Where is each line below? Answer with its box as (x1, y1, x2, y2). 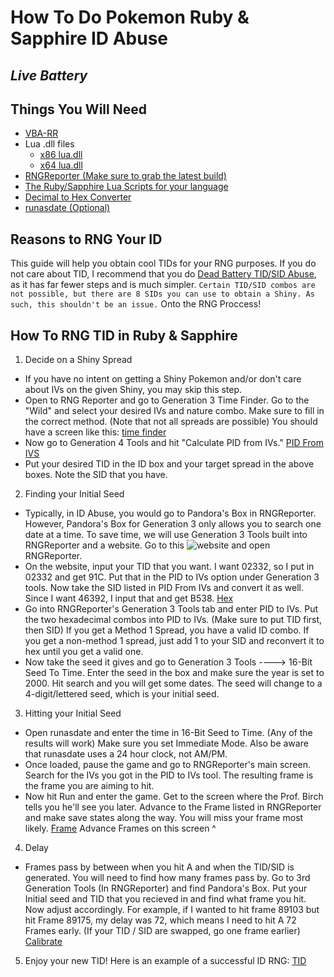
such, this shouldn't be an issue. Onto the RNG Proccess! (10, 298, 262, 310)
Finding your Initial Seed (24, 488, 125, 500)
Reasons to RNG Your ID (10, 231, 163, 248)
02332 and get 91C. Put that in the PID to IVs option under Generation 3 (24, 571, 320, 583)
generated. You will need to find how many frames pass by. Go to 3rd (24, 872, 311, 884)
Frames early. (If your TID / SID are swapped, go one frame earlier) (24, 925, 301, 937)
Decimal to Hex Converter (24, 191, 132, 203)
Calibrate (24, 936, 63, 948)
